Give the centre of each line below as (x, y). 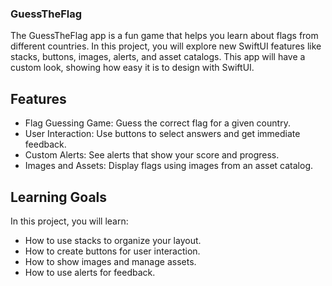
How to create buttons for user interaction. (112, 251)
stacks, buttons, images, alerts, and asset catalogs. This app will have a (158, 57)
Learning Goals (59, 197)
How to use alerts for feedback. (90, 272)
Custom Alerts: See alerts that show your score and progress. (152, 155)
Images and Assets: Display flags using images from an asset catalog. (169, 166)
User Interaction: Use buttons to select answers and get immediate (162, 134)
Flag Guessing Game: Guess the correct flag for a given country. (157, 123)
